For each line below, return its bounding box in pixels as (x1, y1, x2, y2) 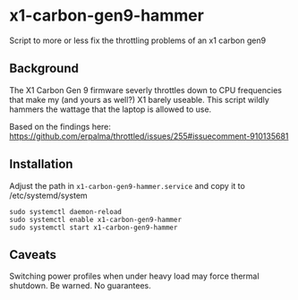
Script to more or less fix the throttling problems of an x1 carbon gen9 (9, 35, 267, 46)
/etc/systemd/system (9, 190, 88, 201)
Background (9, 61, 79, 76)
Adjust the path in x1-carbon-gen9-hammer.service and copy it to (9, 180, 246, 191)
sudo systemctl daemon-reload (9, 207, 123, 216)
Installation (9, 157, 73, 172)
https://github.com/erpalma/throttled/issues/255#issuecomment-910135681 (9, 131, 289, 141)
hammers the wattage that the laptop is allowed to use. (9, 104, 212, 115)
